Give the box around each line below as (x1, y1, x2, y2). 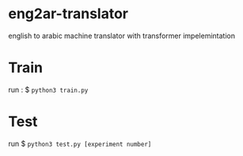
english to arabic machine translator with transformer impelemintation (8, 31, 236, 40)
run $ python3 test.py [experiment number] (8, 139, 152, 148)
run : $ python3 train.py (8, 85, 89, 94)
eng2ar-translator (8, 5, 129, 23)
